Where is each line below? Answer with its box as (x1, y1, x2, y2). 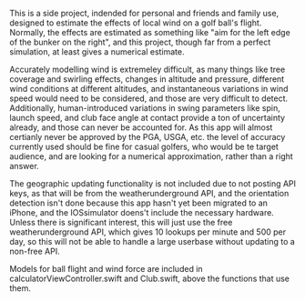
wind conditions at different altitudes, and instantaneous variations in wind (9, 84, 289, 94)
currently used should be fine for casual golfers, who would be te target (9, 141, 280, 152)
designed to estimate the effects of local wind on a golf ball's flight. (9, 17, 262, 28)
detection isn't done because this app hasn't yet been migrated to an (9, 197, 269, 208)
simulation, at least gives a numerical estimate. (9, 46, 185, 57)
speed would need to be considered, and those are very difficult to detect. (9, 93, 289, 104)
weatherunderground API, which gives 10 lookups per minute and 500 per (9, 226, 287, 237)
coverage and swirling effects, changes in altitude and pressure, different (9, 74, 285, 85)
